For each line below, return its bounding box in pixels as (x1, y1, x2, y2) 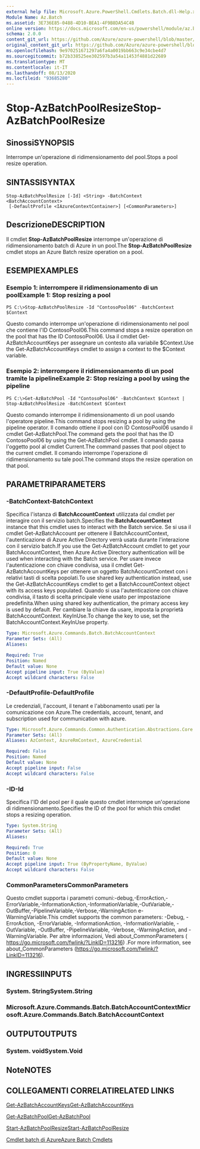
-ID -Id (6, 784, 24, 793)
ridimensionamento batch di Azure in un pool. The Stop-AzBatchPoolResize (6, 242, 192, 249)
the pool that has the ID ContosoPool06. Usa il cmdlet (6, 333, 137, 340)
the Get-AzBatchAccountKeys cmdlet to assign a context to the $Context (6, 346, 186, 353)
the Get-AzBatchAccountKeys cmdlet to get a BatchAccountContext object (6, 580, 190, 588)
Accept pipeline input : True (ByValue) (6, 669, 105, 675)
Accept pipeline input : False (6, 765, 82, 771)
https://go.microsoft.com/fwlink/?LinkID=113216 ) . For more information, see (6, 939, 192, 946)
